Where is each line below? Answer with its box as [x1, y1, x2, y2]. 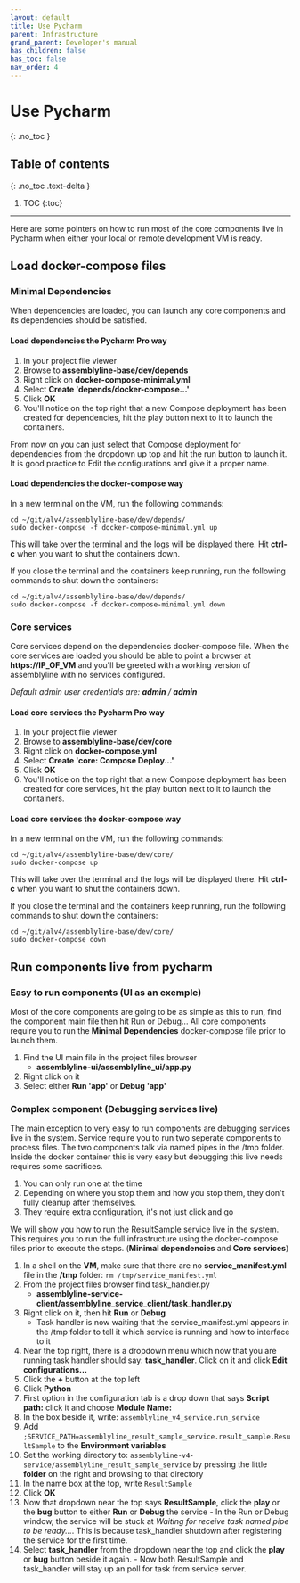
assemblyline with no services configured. [10, 670, 166, 680]
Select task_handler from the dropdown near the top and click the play [22, 1545, 286, 1555]
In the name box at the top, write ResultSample [22, 1478, 192, 1489]
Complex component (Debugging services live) [10, 1103, 219, 1116]
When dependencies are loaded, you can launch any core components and [10, 305, 286, 317]
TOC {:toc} [22, 197, 63, 208]
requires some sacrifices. [10, 1161, 103, 1172]
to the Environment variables [57, 1440, 166, 1451]
